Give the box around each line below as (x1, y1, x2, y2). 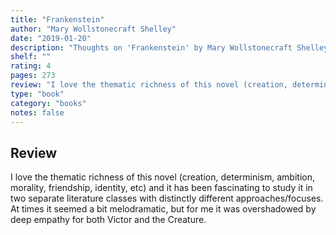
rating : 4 (10, 61, 52, 71)
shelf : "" (10, 52, 52, 62)
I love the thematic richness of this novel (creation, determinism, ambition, (10, 171, 315, 183)
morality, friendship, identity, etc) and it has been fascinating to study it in (10, 182, 313, 194)
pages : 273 (10, 71, 56, 81)
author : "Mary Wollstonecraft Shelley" (10, 24, 177, 34)
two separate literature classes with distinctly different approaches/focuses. (10, 192, 324, 205)
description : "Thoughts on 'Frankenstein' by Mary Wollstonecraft (10, 42, 293, 53)
